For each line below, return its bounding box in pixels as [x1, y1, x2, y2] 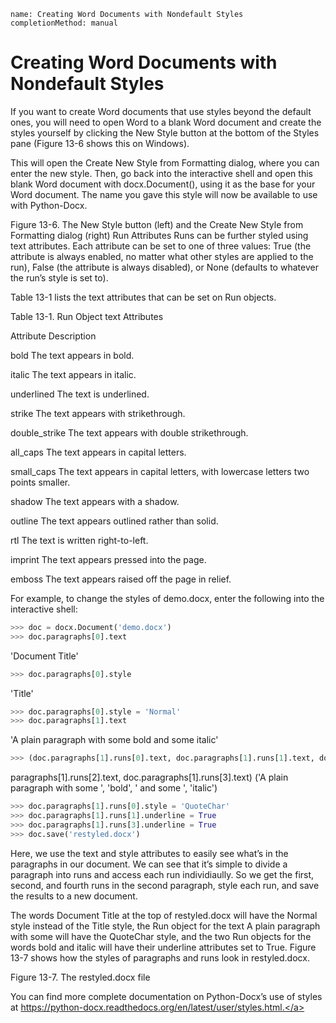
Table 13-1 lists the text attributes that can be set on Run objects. [10, 291, 277, 303]
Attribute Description [10, 330, 97, 342]
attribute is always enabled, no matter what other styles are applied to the [10, 250, 314, 262]
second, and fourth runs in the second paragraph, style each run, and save [10, 879, 320, 891]
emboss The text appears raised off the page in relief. [10, 573, 232, 585]
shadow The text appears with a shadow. [10, 495, 180, 507]
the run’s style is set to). [10, 271, 109, 284]
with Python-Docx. [10, 199, 88, 211]
